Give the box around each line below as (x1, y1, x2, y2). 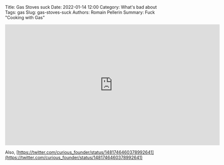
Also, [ (5, 149, 18, 155)
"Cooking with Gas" (5, 15, 45, 20)
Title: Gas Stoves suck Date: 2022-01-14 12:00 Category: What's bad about (5, 4, 157, 10)
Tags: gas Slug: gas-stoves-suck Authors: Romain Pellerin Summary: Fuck (5, 9, 155, 15)
